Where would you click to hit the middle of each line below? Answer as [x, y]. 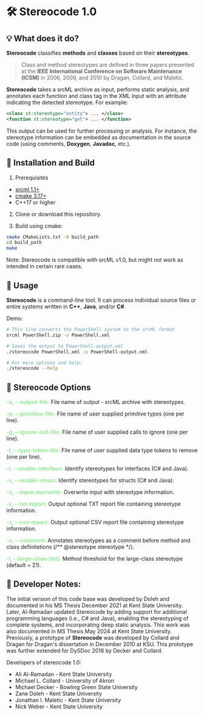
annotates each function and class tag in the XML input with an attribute [97, 96]
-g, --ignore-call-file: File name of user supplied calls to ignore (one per [97, 432]
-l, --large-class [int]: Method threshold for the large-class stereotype [95, 559]
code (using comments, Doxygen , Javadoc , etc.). [69, 144]
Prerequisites [32, 178]
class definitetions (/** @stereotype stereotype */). [70, 547]
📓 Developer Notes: [44, 584]
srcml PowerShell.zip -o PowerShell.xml [58, 335]
